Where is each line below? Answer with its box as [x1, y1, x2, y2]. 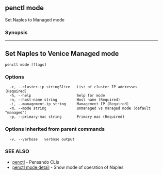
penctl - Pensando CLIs [12, 159, 60, 165]
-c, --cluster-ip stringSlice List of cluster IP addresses [9, 85, 138, 90]
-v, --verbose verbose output [9, 136, 75, 142]
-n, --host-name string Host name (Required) [9, 97, 120, 102]
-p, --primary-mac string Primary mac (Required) [9, 115, 125, 119]
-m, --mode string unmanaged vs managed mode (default [9, 106, 151, 111]
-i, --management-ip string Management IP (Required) [9, 102, 130, 107]
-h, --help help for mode [9, 93, 105, 98]
